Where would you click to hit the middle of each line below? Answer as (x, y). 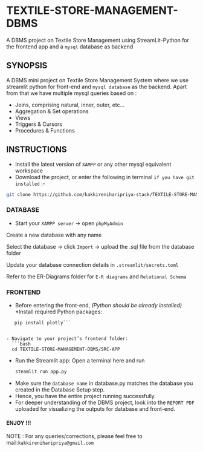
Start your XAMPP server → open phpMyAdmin (69, 223)
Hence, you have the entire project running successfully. (85, 396)
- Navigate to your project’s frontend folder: (67, 339)
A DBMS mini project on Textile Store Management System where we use (98, 80)
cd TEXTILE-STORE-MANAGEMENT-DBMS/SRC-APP (66, 349)
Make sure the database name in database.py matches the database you (104, 383)
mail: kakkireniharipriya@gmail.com (50, 443)
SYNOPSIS (27, 66)
